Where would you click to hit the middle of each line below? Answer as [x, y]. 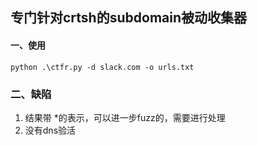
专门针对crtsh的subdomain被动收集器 [128, 18]
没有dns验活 [50, 130]
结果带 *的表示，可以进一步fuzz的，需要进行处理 [125, 117]
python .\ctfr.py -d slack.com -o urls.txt [102, 67]
